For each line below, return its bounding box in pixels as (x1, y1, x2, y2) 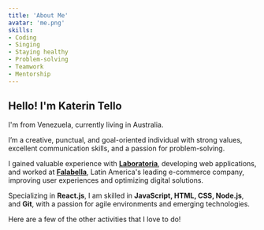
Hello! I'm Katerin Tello (8, 99, 122, 113)
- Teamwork (8, 63, 44, 71)
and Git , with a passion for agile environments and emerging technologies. (8, 199, 251, 209)
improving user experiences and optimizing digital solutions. (8, 176, 203, 185)
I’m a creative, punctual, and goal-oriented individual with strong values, (8, 135, 243, 145)
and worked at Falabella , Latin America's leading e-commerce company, (8, 167, 245, 177)
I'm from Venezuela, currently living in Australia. (8, 120, 164, 130)
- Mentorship (8, 70, 51, 78)
